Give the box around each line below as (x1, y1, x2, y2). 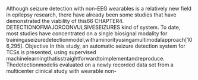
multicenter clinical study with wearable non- (6, 68, 117, 74)
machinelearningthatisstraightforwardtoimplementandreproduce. (6, 55, 165, 62)
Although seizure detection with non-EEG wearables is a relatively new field (6, 5, 192, 12)
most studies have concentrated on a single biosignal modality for (6, 30, 168, 37)
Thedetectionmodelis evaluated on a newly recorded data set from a (6, 61, 174, 68)
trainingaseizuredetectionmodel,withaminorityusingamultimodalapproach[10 (6, 36, 193, 43)
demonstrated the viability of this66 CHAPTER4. (6, 18, 124, 24)
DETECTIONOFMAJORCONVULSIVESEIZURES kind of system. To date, (6, 24, 181, 31)
